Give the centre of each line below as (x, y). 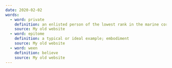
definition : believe (36, 53)
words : (12, 15)
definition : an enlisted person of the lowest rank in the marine (87, 24)
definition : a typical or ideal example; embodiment (72, 39)
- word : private (27, 19)
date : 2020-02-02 (24, 10)
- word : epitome (27, 34)
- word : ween (24, 48)
